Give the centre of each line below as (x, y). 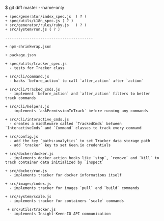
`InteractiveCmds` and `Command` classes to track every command (73, 128)
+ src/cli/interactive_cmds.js (37, 120)
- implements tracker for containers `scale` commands (67, 201)
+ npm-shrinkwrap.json (28, 47)
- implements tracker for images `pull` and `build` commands (74, 188)
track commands (21, 98)
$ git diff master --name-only (35, 8)
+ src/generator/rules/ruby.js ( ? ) (46, 25)
